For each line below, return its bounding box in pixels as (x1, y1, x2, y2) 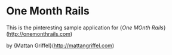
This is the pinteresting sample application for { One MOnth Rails (6, 24, 164, 31)
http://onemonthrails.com (8, 30, 70, 37)
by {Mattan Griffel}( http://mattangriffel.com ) (6, 42, 115, 49)
